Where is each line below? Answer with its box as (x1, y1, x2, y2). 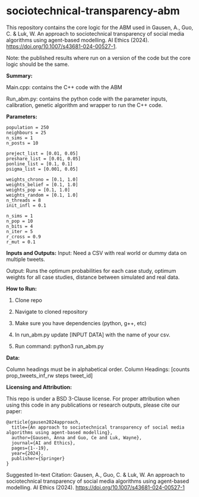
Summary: (6, 72, 33, 79)
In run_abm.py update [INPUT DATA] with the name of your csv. (14, 331, 170, 338)
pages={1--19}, (11, 445, 49, 451)
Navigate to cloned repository (14, 308, 88, 315)
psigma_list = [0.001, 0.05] (6, 166, 78, 172)
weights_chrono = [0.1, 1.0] (6, 177, 78, 183)
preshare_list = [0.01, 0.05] (6, 156, 81, 162)
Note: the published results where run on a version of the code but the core (6, 54, 191, 61)
